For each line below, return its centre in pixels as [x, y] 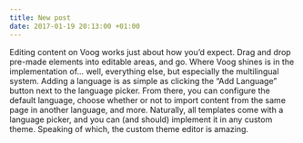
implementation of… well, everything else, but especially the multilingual [144, 71]
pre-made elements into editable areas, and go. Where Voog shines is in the [152, 62]
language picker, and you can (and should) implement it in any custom [141, 119]
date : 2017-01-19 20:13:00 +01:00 [75, 26]
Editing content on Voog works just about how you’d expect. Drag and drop [150, 52]
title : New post [40, 18]
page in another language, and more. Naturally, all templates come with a [146, 110]
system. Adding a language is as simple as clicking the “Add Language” [143, 81]
